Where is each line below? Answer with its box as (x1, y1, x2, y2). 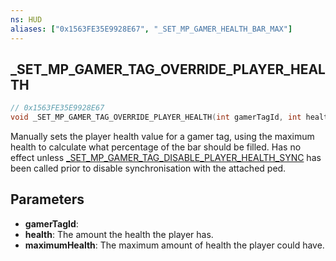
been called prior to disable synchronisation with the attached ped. (10, 162, 287, 175)
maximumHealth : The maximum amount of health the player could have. (24, 239, 325, 251)
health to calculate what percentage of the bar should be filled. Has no (10, 141, 302, 153)
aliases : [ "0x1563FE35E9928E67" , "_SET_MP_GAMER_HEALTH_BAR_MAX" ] (10, 24, 293, 34)
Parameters (10, 191, 85, 208)
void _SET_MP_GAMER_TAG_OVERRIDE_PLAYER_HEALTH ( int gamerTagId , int (10, 112, 302, 123)
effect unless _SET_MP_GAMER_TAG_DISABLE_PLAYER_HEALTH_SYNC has (10, 152, 322, 164)
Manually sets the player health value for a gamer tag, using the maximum (10, 131, 315, 143)
